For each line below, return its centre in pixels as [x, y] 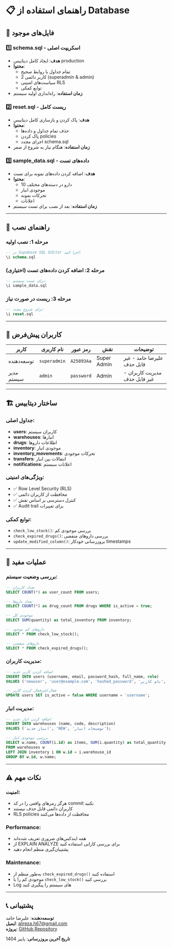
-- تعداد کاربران [20, 587]
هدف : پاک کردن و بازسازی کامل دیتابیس [51, 120]
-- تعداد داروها [19, 601]
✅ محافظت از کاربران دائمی [40, 494]
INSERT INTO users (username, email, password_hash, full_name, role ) [82, 676]
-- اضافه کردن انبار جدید [29, 719]
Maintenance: [23, 863]
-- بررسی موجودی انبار [27, 738]
